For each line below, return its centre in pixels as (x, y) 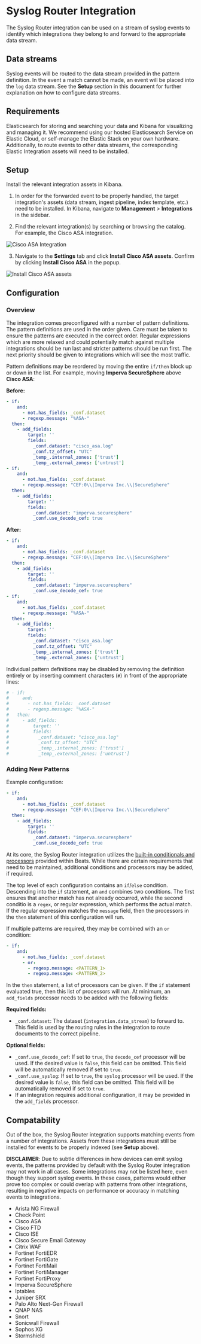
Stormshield (30, 1336)
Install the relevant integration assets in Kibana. (65, 184)
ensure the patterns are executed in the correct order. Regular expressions (98, 336)
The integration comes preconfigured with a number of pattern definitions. (98, 323)
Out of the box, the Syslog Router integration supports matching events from (100, 1135)
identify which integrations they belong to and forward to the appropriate (96, 33)
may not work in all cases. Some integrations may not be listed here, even (97, 1172)
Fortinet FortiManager (42, 1272)
